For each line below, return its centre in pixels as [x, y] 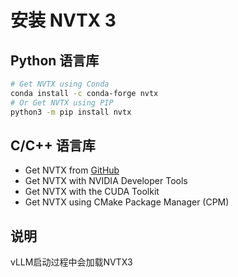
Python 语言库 [55, 60]
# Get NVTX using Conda [60, 84]
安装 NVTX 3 [63, 20]
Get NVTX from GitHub [72, 170]
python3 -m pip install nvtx [71, 112]
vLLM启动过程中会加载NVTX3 [71, 262]
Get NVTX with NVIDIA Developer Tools [106, 181]
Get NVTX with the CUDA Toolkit [92, 192]
